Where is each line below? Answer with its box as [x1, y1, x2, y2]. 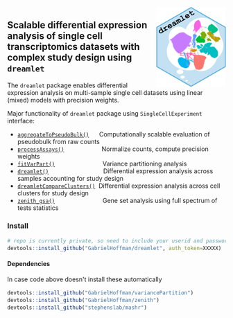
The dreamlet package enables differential [7, 81, 128, 89]
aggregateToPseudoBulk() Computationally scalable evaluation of [17, 130, 210, 138]
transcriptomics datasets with [7, 41, 140, 53]
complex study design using [7, 52, 132, 64]
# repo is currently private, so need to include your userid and [7, 238, 203, 245]
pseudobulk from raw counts [17, 137, 101, 145]
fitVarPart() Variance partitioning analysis [17, 159, 187, 168]
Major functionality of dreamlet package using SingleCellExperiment [7, 109, 202, 117]
